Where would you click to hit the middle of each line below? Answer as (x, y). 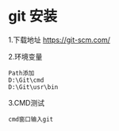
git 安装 (33, 16)
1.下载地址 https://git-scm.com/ (59, 40)
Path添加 (21, 73)
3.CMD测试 (27, 102)
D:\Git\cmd (26, 80)
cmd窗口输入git (31, 119)
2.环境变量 (25, 56)
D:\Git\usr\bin (33, 87)
